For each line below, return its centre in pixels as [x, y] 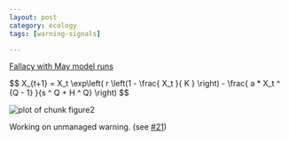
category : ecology [43, 26]
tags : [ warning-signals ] [55, 33]
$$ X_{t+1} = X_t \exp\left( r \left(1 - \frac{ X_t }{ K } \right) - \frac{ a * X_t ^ [145, 84]
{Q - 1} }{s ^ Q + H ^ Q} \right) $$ [70, 93]
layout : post [33, 17]
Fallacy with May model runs [61, 66]
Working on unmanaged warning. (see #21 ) [88, 127]
